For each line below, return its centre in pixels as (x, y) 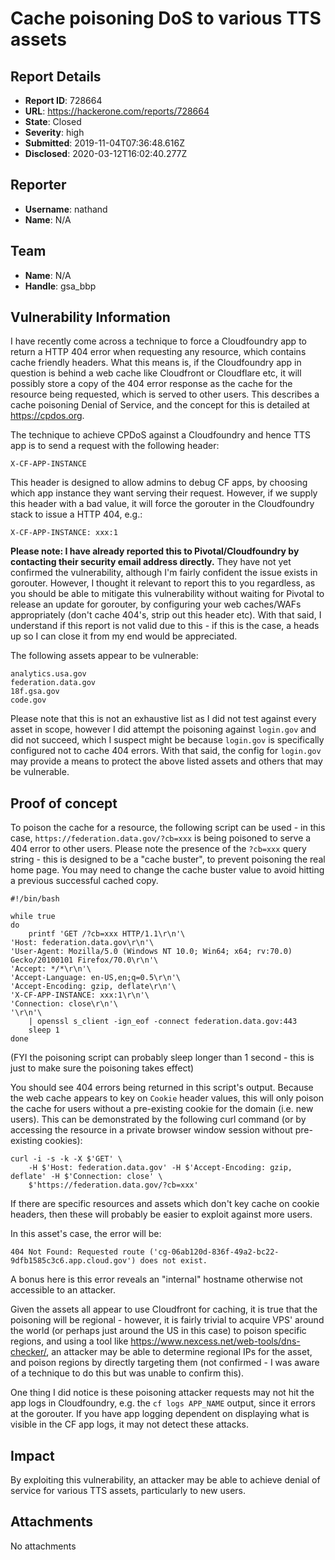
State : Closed (53, 121)
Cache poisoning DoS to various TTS (166, 18)
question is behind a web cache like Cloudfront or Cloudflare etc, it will (156, 373)
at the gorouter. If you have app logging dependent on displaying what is (160, 1414)
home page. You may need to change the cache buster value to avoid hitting (167, 870)
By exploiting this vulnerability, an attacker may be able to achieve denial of (165, 1480)
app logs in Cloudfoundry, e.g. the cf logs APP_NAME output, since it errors (163, 1403)
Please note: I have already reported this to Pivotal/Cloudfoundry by (155, 551)
